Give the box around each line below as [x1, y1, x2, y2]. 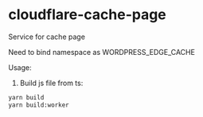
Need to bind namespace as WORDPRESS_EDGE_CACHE [8, 47, 195, 57]
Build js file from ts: [19, 78, 84, 88]
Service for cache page [8, 32, 86, 41]
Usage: [8, 62, 32, 72]
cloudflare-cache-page [8, 6, 167, 24]
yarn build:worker [8, 101, 69, 109]
